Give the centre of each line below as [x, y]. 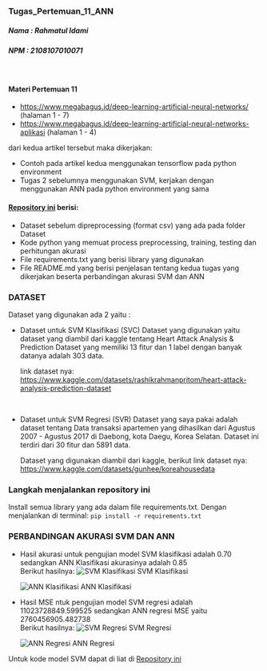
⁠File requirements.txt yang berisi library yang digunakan [112, 259]
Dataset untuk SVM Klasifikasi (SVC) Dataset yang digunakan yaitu [130, 329]
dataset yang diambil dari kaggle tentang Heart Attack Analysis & [127, 338]
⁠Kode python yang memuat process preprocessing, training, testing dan [138, 242]
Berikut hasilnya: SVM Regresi [96, 628]
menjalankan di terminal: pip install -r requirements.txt [105, 515]
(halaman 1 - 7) [44, 115]
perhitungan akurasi [53, 251]
